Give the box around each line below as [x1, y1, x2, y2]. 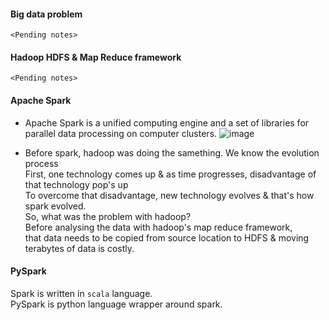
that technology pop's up [24, 178, 129, 190]
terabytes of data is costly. [24, 242, 135, 254]
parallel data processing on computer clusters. [24, 127, 218, 139]
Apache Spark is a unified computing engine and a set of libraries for [24, 116, 310, 129]
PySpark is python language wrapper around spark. [10, 298, 223, 310]
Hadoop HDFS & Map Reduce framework [10, 51, 182, 63]
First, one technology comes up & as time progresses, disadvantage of [24, 168, 317, 180]
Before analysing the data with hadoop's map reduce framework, [24, 221, 293, 233]
